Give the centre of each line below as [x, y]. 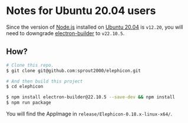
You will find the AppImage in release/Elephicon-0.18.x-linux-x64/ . [89, 114]
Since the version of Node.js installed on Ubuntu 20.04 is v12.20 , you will [95, 27]
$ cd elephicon [25, 87]
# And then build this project [44, 81]
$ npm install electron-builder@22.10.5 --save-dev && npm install [91, 97]
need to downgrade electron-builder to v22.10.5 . [65, 33]
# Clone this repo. [30, 65]
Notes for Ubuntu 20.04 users [81, 11]
